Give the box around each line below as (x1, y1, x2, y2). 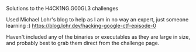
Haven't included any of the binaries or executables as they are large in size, (6, 34, 190, 40)
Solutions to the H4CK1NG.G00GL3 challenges (6, 5, 119, 12)
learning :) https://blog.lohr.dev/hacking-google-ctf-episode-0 (6, 23, 156, 29)
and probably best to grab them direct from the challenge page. (6, 40, 160, 46)
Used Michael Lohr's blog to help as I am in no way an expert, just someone (6, 16, 189, 23)
